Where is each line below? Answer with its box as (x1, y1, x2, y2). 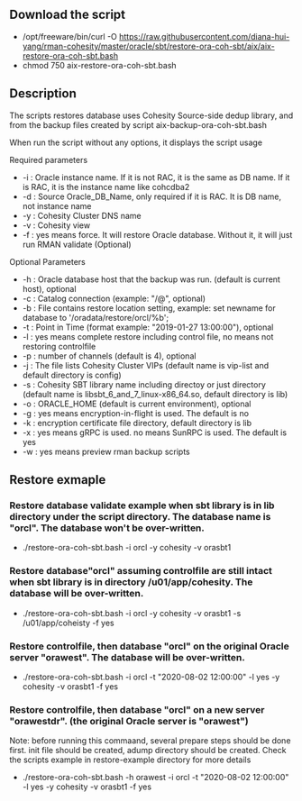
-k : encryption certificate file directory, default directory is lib (22, 417, 252, 428)
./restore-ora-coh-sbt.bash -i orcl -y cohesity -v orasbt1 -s (22, 607, 242, 618)
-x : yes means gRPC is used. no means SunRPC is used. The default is (22, 427, 287, 438)
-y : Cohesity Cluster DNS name (22, 210, 142, 221)
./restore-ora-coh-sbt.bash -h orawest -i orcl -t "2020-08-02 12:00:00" (22, 772, 289, 783)
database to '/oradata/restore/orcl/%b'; (22, 312, 169, 323)
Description (9, 86, 77, 102)
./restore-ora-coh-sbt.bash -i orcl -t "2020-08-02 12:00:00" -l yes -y (22, 671, 280, 682)
